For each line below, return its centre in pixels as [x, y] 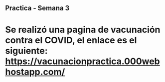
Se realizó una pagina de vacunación [83, 30]
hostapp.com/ [35, 72]
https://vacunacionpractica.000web [83, 61]
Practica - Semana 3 [37, 8]
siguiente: [27, 50]
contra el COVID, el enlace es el [71, 40]
